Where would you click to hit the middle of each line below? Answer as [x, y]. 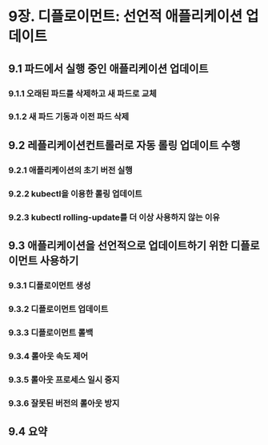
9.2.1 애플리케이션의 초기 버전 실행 [71, 170]
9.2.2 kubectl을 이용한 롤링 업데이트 [75, 193]
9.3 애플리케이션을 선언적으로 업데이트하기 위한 [118, 245]
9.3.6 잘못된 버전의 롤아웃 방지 [64, 403]
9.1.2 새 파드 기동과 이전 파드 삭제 [69, 117]
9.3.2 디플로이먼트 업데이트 [58, 309]
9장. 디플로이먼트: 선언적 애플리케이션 [126, 16]
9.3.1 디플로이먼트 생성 [50, 285]
